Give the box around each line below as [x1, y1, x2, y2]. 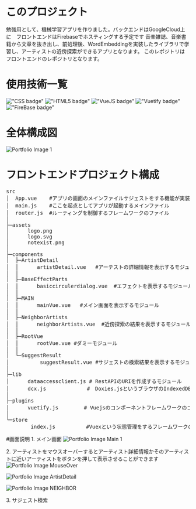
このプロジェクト [6, 5, 89, 19]
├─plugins [6, 397, 34, 404]
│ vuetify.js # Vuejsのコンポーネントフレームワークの [6, 404, 187, 411]
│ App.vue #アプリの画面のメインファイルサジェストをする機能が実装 [6, 194, 191, 201]
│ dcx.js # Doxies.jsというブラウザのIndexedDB [6, 385, 191, 392]
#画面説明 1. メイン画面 [6, 435, 62, 442]
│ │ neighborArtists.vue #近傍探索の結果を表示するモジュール [6, 320, 191, 327]
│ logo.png [6, 227, 52, 234]
